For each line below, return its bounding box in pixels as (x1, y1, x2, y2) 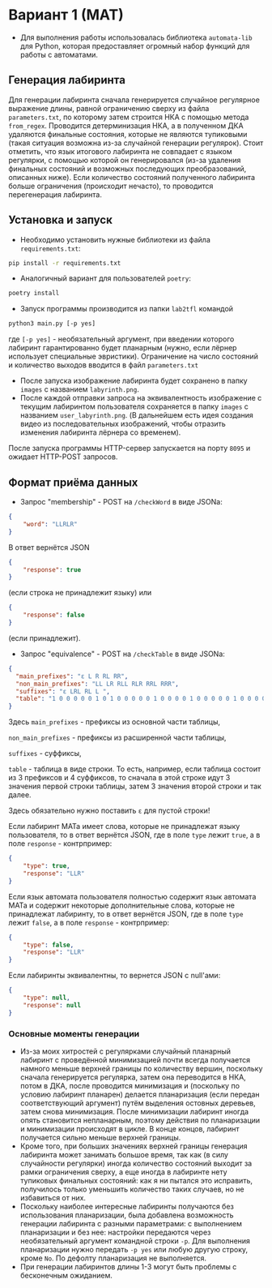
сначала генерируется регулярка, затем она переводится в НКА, (19, 1072, 247, 1082)
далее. (8, 790, 32, 800)
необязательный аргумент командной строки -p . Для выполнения (19, 1235, 251, 1246)
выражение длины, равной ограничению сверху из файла (8, 103, 210, 113)
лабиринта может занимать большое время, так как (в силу (19, 1149, 229, 1159)
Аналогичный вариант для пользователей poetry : (19, 273, 192, 283)
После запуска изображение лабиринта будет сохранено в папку (19, 376, 249, 386)
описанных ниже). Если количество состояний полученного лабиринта (8, 172, 255, 182)
